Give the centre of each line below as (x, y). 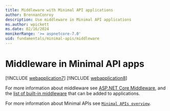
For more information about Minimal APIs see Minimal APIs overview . (78, 103)
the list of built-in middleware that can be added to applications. (73, 93)
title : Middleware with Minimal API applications (59, 10)
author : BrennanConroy (29, 15)
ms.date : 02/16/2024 (27, 29)
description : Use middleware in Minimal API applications (68, 19)
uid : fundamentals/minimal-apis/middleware (52, 39)
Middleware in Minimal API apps (75, 64)
